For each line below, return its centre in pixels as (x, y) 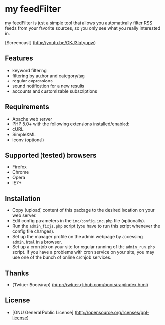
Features (19, 59)
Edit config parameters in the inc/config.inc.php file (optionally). (79, 221)
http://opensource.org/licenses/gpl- (112, 312)
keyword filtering (29, 70)
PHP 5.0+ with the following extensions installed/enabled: (71, 124)
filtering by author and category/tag (48, 76)
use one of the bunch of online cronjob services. (62, 257)
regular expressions (32, 81)
